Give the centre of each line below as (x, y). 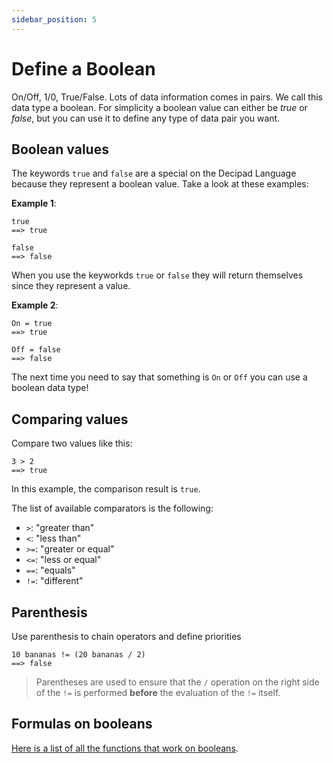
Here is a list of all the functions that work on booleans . (125, 748)
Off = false (36, 350)
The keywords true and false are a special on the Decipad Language (154, 173)
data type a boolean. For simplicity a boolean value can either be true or (159, 107)
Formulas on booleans (82, 724)
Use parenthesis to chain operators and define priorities (126, 636)
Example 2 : (35, 305)
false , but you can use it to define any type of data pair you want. (146, 118)
